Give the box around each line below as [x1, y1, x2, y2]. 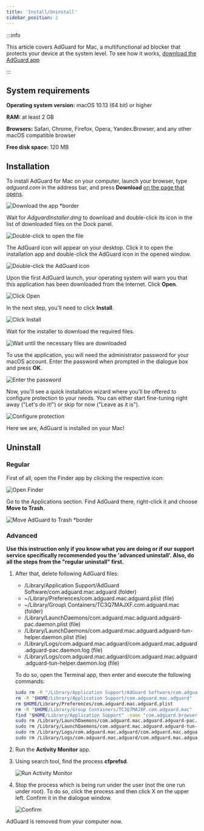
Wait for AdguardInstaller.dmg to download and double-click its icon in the [6, 214, 192, 221]
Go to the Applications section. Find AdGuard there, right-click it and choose [6, 498, 198, 505]
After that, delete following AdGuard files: [15, 570, 119, 578]
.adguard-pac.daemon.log [24, 646, 90, 654]
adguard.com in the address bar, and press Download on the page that [6, 184, 185, 191]
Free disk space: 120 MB [6, 144, 69, 151]
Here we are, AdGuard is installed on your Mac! [6, 425, 124, 432]
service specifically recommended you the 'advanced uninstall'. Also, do [6, 552, 194, 559]
